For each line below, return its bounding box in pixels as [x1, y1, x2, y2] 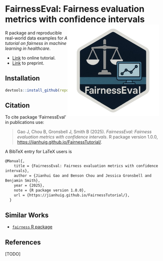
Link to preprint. [12, 60, 44, 66]
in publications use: [5, 120, 44, 125]
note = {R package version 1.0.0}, [14, 188, 86, 193]
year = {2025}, [14, 183, 45, 188]
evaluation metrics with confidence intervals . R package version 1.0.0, [17, 134, 158, 140]
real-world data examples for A [5, 35, 68, 41]
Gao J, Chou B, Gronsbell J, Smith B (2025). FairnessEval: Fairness [17, 129, 152, 135]
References [5, 238, 41, 246]
